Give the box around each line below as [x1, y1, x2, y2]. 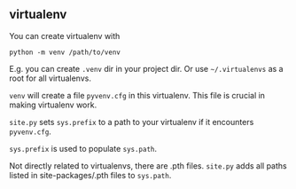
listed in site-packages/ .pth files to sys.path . [9, 169, 172, 180]
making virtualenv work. [9, 99, 97, 110]
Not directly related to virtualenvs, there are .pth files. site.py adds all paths [9, 160, 287, 171]
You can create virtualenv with [9, 30, 121, 41]
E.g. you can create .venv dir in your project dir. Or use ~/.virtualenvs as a [9, 63, 284, 74]
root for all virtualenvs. [9, 73, 91, 83]
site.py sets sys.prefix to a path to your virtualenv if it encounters [9, 116, 254, 127]
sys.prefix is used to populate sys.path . [9, 143, 158, 154]
